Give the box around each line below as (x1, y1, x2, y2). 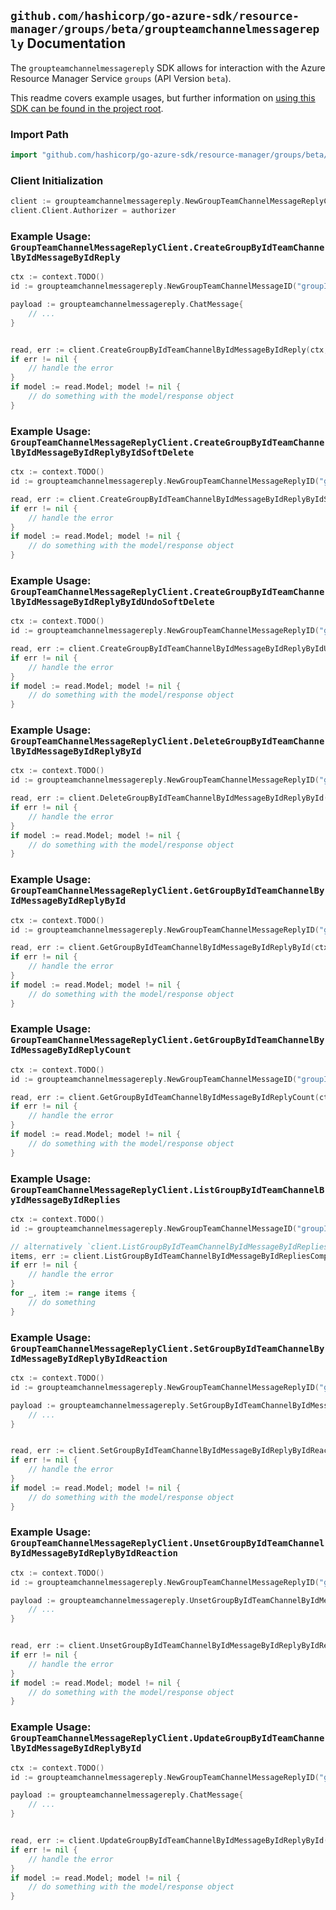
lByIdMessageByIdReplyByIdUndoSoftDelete (10, 596, 215, 607)
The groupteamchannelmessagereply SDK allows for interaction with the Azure (10, 61, 326, 74)
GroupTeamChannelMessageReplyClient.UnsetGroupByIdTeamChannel (10, 1538, 325, 1549)
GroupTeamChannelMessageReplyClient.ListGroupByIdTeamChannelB (10, 1184, 325, 1195)
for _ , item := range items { (10, 1288, 137, 1299)
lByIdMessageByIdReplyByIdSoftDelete (10, 446, 195, 458)
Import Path (10, 127, 69, 141)
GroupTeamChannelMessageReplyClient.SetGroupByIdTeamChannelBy (10, 1343, 325, 1354)
